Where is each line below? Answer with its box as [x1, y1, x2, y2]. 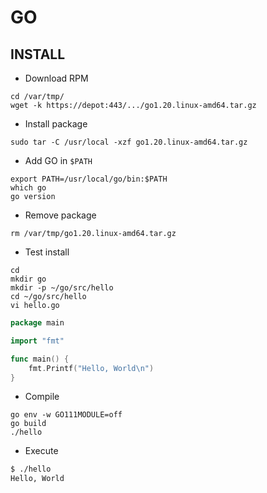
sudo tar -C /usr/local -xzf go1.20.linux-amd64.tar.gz [10, 137, 248, 147]
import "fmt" [10, 336, 65, 346]
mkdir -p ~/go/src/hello [10, 283, 114, 293]
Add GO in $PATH [24, 155, 93, 166]
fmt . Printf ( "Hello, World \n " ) [28, 363, 155, 373]
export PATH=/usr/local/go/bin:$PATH [10, 174, 168, 184]
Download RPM [24, 72, 89, 84]
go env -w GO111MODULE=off [10, 410, 123, 420]
